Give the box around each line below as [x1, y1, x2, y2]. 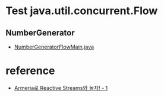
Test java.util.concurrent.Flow [5, 4, 158, 18]
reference [5, 64, 55, 77]
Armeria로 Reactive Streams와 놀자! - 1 [14, 84, 108, 91]
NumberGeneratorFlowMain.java [14, 43, 94, 50]
